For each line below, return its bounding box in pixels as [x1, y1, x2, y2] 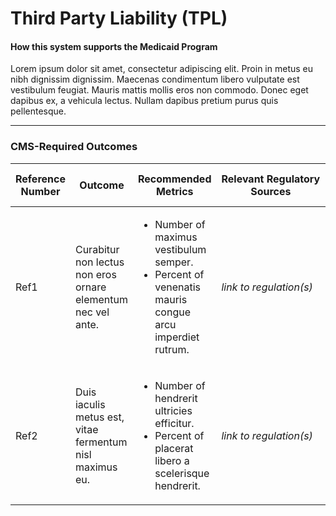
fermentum [74, 435, 128, 449]
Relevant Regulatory [221, 172, 321, 186]
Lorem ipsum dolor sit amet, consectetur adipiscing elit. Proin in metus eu [10, 63, 314, 75]
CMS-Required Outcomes [10, 140, 138, 154]
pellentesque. [10, 105, 67, 117]
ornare [74, 280, 107, 294]
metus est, [74, 410, 125, 424]
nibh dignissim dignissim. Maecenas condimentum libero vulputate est [10, 73, 300, 86]
